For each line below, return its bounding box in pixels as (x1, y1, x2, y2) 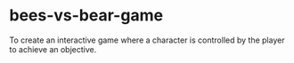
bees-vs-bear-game (9, 5, 163, 26)
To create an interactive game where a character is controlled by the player (9, 35, 285, 45)
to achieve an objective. (9, 43, 97, 54)
